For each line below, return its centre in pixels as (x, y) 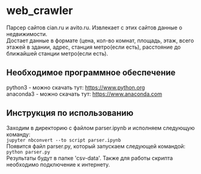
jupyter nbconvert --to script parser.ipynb (64, 140)
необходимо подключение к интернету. (58, 164)
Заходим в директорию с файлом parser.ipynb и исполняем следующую (100, 128)
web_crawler (40, 11)
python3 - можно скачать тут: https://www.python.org (76, 87)
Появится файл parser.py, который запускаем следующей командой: (96, 146)
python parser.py (28, 152)
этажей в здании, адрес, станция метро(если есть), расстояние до (93, 47)
